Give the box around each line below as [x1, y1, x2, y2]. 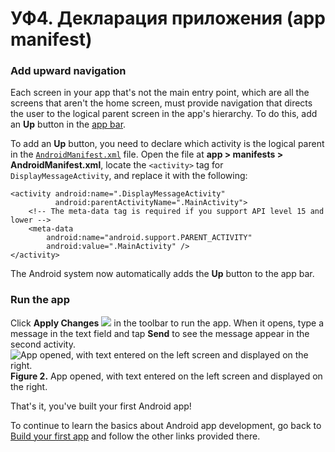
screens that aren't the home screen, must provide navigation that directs [10, 97, 313, 109]
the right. [10, 380, 48, 392]
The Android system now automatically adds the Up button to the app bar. [10, 268, 315, 280]
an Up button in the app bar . [10, 118, 127, 131]
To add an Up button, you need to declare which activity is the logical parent [10, 138, 325, 150]
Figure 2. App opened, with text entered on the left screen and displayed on [10, 370, 323, 382]
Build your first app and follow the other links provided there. [10, 430, 261, 442]
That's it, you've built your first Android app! [10, 400, 192, 412]
